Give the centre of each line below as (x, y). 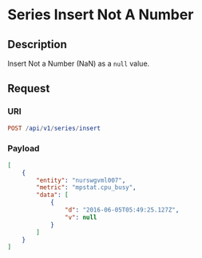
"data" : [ (52, 195)
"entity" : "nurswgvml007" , (81, 180)
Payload (24, 148)
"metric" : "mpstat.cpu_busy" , (86, 187)
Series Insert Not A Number (101, 15)
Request (29, 89)
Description (37, 44)
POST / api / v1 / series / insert (54, 128)
